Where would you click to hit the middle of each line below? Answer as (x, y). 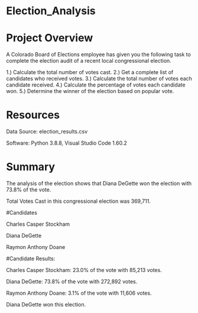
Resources (33, 115)
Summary (30, 167)
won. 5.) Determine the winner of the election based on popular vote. (90, 91)
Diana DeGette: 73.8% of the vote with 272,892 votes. (72, 282)
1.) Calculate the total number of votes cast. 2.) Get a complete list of (90, 72)
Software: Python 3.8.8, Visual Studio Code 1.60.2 (66, 143)
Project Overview (50, 38)
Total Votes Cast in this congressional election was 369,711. (78, 201)
